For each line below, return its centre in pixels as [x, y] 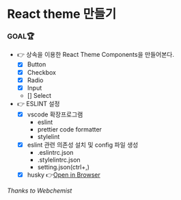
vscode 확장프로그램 [55, 114]
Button [37, 64]
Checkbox [42, 72]
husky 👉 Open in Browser [64, 175]
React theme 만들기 [62, 14]
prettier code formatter [70, 129]
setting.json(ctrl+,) [64, 167]
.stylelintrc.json [59, 160]
